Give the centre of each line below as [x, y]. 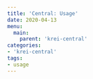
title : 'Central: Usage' [43, 13]
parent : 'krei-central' [54, 39]
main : [21, 33]
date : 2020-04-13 [32, 20]
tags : [15, 58]
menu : [15, 26]
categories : [24, 45]
